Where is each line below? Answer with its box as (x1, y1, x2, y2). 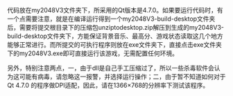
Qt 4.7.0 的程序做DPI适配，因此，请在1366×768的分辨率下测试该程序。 (7, 81, 209, 89)
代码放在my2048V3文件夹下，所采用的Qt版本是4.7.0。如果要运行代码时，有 (7, 6, 223, 14)
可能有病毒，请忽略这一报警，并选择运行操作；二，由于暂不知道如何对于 (19, 73, 226, 81)
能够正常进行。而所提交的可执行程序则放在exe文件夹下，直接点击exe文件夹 (7, 41, 222, 48)
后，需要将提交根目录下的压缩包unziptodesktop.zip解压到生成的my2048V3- (7, 23, 224, 31)
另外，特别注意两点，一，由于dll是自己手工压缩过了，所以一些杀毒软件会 (7, 64, 215, 72)
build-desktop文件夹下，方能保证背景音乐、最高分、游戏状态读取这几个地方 (7, 32, 223, 40)
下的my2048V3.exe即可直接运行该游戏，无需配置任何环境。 (7, 49, 179, 57)
